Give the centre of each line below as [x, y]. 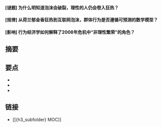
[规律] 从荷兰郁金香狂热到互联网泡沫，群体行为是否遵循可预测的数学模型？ [81, 20]
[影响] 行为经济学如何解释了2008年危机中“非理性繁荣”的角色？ [70, 32]
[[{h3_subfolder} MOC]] [37, 120]
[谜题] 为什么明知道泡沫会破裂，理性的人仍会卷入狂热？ [62, 7]
